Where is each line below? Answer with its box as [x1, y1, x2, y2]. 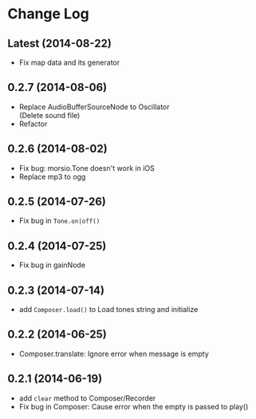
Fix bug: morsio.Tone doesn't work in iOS [18, 163, 155, 172]
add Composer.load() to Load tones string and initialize [18, 305, 199, 314]
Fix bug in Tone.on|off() [18, 216, 100, 226]
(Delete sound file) [18, 110, 81, 120]
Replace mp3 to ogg [18, 172, 86, 181]
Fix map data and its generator [18, 57, 120, 67]
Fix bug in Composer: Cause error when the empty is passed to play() [18, 401, 249, 411]
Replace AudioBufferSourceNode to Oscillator [18, 101, 170, 112]
